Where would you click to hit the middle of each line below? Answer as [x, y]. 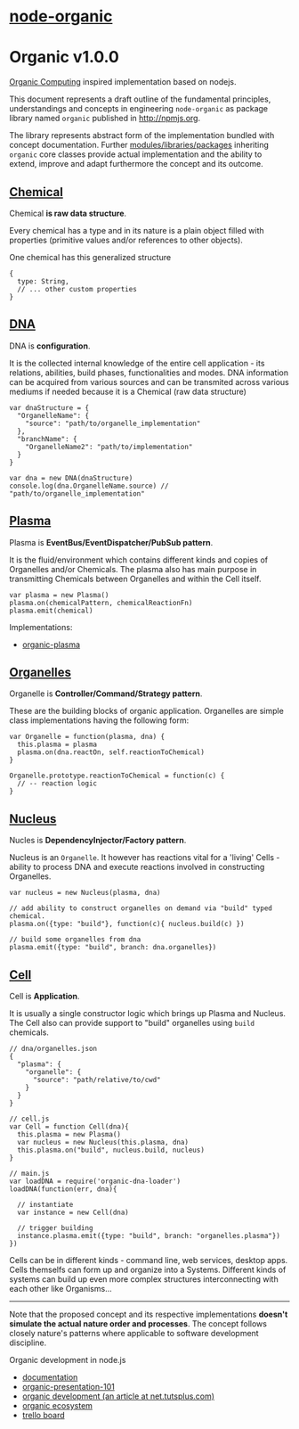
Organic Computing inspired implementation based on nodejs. [123, 82]
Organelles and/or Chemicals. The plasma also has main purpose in [133, 569]
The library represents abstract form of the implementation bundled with [142, 136]
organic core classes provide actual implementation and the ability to [136, 154]
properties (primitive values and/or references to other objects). [126, 240]
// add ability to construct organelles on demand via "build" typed [141, 908]
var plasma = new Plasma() [59, 595]
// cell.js [29, 1119]
